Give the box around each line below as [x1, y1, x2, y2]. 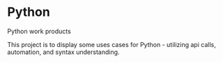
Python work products [7, 27, 71, 35]
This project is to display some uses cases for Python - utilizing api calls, [7, 40, 216, 48]
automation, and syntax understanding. [7, 48, 120, 56]
